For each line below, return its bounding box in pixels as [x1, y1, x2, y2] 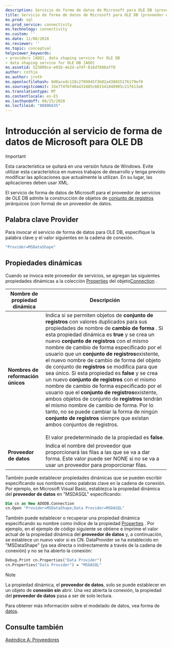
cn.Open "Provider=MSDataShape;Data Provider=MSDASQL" [5, 506, 125, 511]
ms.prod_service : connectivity [5, 22, 72, 27]
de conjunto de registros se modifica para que [45, 363, 158, 370]
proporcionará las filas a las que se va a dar [45, 448, 150, 456]
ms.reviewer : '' [5, 41, 40, 46]
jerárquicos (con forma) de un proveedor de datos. [5, 201, 113, 207]
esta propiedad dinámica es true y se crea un [45, 331, 155, 338]
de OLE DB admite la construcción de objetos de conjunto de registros [5, 195, 154, 201]
